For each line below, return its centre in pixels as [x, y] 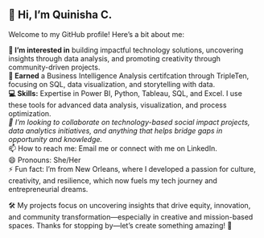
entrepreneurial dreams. [48, 189]
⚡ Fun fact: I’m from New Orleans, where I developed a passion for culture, [132, 169]
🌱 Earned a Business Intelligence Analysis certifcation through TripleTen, [129, 75]
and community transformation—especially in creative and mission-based [131, 217]
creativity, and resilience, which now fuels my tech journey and [113, 180]
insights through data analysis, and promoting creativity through [115, 58]
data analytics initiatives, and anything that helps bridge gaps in [115, 131]
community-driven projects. [54, 67]
